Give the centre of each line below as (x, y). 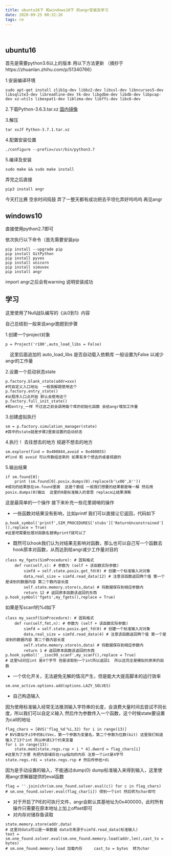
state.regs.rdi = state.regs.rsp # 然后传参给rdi (57, 760)
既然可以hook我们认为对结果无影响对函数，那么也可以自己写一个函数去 (88, 543)
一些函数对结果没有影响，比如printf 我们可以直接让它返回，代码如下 (84, 513)
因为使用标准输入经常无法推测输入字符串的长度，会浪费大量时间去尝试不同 (84, 707)
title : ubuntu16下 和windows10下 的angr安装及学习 (57, 10)
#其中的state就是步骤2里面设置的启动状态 (44, 432)
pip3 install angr (25, 189)
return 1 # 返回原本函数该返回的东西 (59, 650)
